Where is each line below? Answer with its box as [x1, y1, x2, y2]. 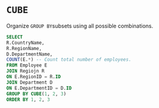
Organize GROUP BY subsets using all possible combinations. [6, 22, 154, 29]
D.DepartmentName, [6, 51, 53, 57]
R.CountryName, [6, 40, 45, 46]
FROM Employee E [6, 62, 47, 68]
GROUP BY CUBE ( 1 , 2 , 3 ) [6, 90, 67, 97]
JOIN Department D [6, 79, 53, 85]
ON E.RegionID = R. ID [6, 74, 61, 80]
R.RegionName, [6, 45, 42, 51]
